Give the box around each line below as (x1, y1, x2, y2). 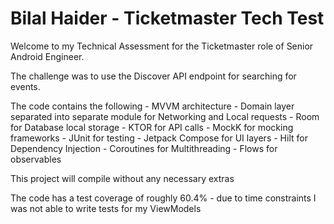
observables (10, 153, 62, 165)
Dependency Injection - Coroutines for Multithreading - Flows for (10, 142, 278, 154)
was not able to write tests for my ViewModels (10, 202, 202, 214)
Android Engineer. (10, 50, 85, 62)
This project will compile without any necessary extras (10, 172, 235, 184)
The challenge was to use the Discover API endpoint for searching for (10, 70, 297, 82)
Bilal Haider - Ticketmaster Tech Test (10, 7, 325, 30)
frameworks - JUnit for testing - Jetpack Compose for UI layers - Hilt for (10, 132, 308, 144)
